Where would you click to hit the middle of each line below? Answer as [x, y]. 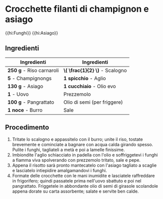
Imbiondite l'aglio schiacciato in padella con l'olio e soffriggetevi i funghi [85, 155]
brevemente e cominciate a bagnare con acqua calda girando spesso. [82, 144]
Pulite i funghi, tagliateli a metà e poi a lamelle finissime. [68, 150]
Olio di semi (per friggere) [93, 102]
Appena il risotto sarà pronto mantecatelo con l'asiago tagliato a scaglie [84, 165]
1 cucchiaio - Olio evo [90, 86]
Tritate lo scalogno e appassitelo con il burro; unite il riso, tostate [77, 139]
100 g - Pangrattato [31, 102]
